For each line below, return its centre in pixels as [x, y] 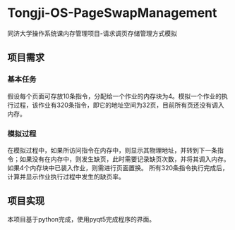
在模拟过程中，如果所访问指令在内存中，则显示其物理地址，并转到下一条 [112, 150]
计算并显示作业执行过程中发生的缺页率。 [66, 177]
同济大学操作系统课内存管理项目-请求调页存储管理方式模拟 [92, 33]
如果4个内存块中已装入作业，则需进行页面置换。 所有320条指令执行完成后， [118, 167]
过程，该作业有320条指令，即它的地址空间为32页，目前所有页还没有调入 [119, 105]
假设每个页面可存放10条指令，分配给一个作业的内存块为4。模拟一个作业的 [115, 96]
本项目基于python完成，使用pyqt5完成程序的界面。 [82, 219]
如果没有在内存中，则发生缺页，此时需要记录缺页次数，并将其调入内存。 [125, 159]
